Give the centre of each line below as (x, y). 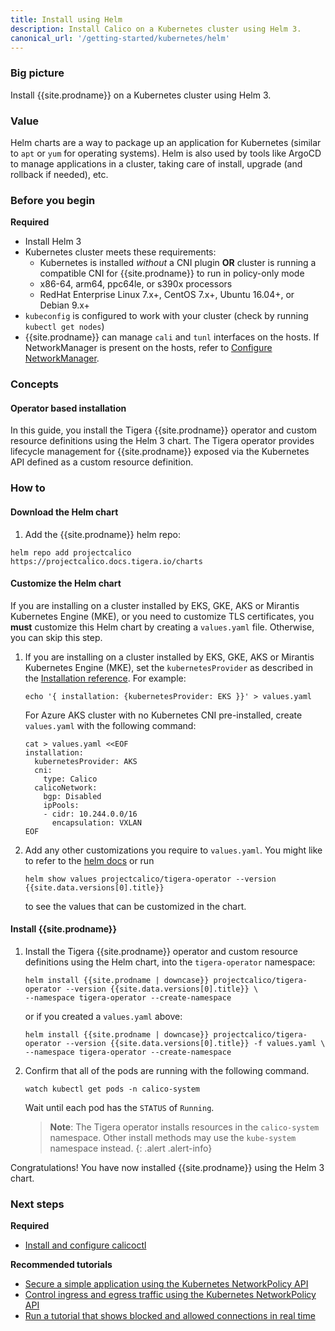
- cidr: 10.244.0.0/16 (90, 814)
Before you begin (53, 200)
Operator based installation (68, 408)
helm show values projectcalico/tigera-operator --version (150, 879)
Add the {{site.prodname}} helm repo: (102, 534)
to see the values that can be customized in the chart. (135, 906)
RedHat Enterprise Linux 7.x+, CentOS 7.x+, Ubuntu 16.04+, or (167, 295)
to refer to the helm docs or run (89, 860)
